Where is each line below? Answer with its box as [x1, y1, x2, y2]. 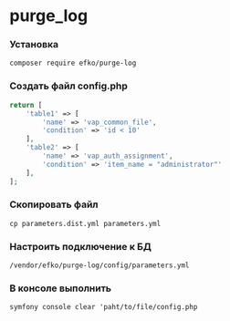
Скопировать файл [9, 198, 99, 211]
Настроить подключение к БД [9, 240, 152, 253]
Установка [9, 38, 59, 51]
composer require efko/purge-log [9, 58, 137, 68]
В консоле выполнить [9, 282, 112, 295]
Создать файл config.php [9, 79, 128, 92]
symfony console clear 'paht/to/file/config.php [9, 303, 198, 312]
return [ [9, 100, 43, 109]
